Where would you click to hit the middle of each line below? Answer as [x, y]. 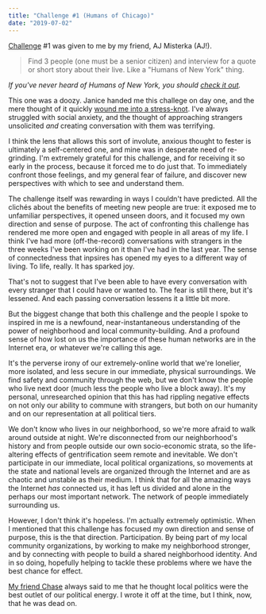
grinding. [23, 158]
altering [21, 454]
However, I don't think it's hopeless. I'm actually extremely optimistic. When [132, 520]
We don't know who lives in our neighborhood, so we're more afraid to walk [132, 429]
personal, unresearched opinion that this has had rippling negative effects [129, 396]
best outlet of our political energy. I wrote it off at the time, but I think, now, [130, 595]
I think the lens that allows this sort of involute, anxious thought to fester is [130, 141]
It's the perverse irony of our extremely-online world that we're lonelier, [125, 363]
